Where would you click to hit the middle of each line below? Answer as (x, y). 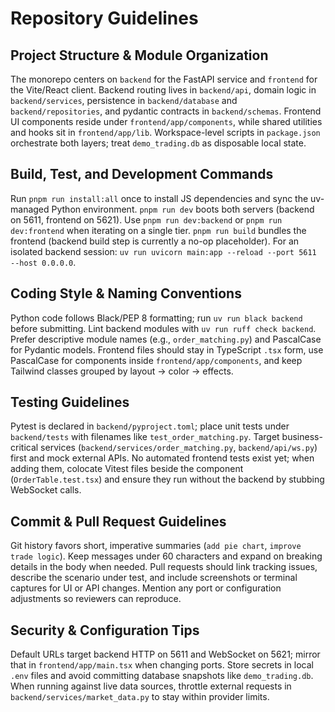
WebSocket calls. (46, 490)
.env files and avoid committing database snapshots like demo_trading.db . (162, 676)
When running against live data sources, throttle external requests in (151, 686)
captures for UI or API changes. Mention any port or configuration (146, 588)
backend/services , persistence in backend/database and (124, 100)
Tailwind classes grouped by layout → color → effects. (122, 371)
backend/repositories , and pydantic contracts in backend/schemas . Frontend (166, 111)
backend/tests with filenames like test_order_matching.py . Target (145, 437)
